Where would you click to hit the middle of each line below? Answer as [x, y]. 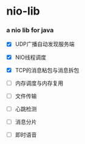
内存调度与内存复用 [39, 83]
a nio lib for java [30, 30]
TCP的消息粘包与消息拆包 [47, 70]
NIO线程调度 [31, 57]
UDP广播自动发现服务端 [45, 44]
